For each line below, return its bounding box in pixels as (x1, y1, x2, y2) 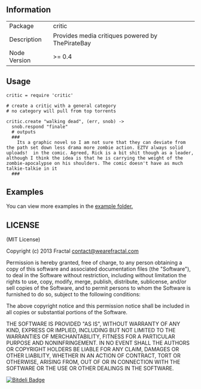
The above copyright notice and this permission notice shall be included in (6, 302, 190, 310)
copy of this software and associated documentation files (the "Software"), (6, 265, 191, 272)
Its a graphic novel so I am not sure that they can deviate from (17, 139, 186, 145)
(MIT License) (6, 236, 41, 243)
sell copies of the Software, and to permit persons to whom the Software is (6, 284, 191, 292)
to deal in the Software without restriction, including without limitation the (6, 272, 187, 279)
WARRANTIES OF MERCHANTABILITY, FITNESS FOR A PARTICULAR (6, 333, 175, 340)
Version (9, 56, 31, 65)
